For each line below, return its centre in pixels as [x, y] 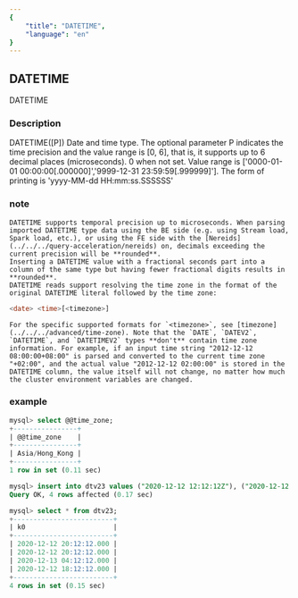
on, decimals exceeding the [213, 246]
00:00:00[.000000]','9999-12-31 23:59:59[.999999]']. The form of [142, 172]
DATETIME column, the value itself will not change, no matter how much [147, 372]
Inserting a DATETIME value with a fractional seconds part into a [137, 261]
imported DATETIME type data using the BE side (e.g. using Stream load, [149, 230]
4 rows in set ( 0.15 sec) [57, 585]
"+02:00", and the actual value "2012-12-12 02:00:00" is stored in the [147, 364]
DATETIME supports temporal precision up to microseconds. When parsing [147, 223]
